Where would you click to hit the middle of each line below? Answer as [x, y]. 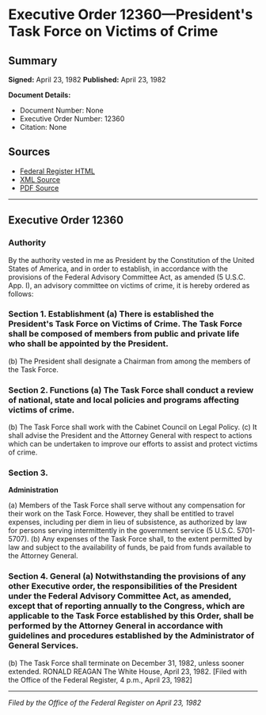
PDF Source [39, 188]
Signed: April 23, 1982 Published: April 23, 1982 [87, 80]
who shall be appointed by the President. [88, 344]
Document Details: [40, 95]
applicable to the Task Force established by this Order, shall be [131, 616]
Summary [33, 61]
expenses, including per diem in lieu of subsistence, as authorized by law [127, 522]
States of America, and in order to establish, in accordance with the [118, 268]
